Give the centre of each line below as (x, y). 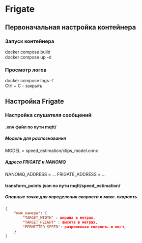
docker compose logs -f (29, 81)
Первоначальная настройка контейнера (71, 27)
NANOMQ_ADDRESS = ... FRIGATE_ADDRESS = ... (56, 174)
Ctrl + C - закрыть (24, 86)
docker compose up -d (28, 57)
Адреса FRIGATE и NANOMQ (36, 162)
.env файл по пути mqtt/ (31, 127)
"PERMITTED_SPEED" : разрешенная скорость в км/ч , (74, 227)
